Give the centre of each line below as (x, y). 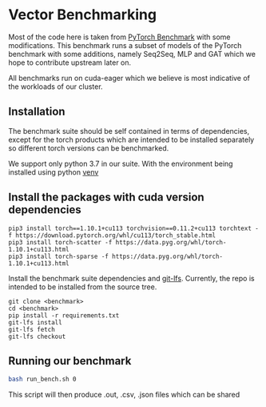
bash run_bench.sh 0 (43, 379)
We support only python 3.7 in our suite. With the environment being (121, 163)
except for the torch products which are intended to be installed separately (131, 139)
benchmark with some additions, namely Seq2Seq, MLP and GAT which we (132, 54)
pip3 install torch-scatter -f (60, 242)
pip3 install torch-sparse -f (59, 256)
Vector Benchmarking (83, 15)
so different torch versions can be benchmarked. (89, 148)
